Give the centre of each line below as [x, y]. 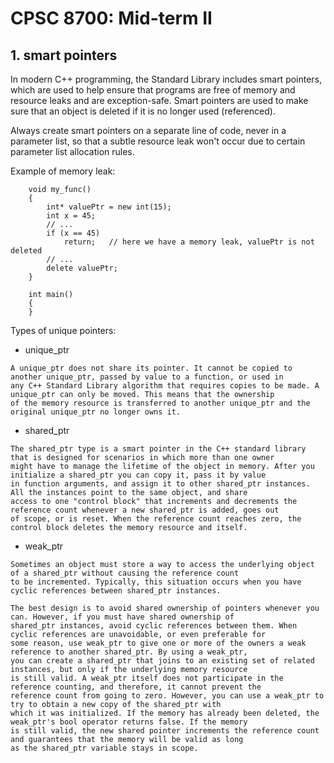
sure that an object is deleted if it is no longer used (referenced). [143, 111]
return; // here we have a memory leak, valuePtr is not [189, 242]
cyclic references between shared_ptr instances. [116, 591]
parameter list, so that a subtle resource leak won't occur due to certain [158, 141]
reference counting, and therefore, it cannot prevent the [136, 687]
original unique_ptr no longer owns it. [96, 412]
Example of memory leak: [63, 171]
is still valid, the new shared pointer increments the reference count [165, 731]
